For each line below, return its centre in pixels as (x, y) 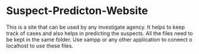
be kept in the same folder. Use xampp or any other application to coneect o (99, 39)
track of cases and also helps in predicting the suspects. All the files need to (99, 33)
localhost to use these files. (40, 46)
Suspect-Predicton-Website (77, 11)
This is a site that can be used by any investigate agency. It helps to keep (96, 27)
